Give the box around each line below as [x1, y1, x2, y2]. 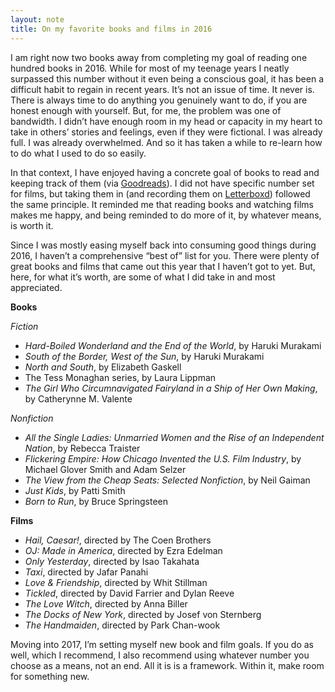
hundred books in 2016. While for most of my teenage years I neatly [10, 62, 290, 74]
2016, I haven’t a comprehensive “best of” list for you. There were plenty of [10, 249, 320, 261]
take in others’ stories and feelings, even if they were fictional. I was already [10, 126, 323, 138]
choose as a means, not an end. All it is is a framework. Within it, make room [10, 659, 325, 671]
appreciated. [10, 281, 63, 293]
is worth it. [10, 219, 54, 231]
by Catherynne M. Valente [24, 392, 133, 405]
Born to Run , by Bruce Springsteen [24, 495, 168, 507]
